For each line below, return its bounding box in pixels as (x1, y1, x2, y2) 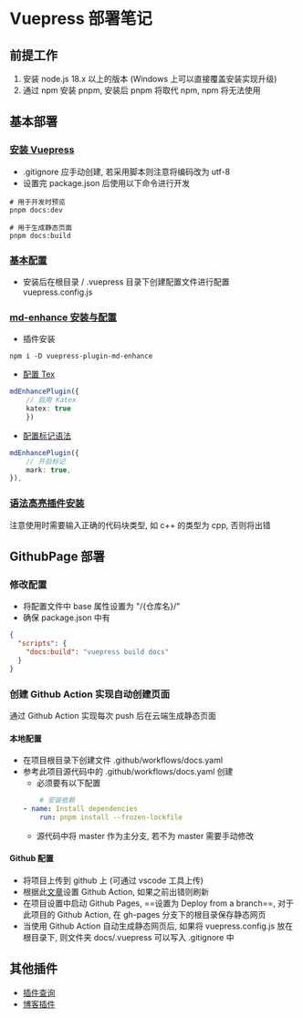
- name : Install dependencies (22, 805, 139, 814)
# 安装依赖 (39, 795, 76, 805)
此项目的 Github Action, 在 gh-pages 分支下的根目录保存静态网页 (22, 909, 266, 919)
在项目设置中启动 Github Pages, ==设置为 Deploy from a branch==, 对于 (22, 898, 295, 909)
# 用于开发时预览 (9, 197, 66, 206)
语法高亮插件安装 (9, 497, 85, 510)
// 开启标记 (26, 457, 66, 466)
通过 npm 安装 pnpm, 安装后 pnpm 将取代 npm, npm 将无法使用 (22, 85, 261, 96)
